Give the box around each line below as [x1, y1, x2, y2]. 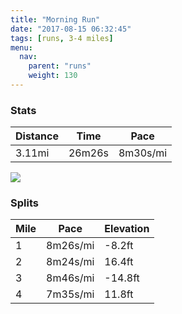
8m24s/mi [46, 255, 95, 269]
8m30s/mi [118, 146, 168, 160]
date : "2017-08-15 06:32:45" [10, 24, 132, 34]
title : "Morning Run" [10, 14, 101, 25]
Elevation [104, 222, 150, 236]
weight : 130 [28, 71, 78, 81]
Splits [10, 196, 39, 210]
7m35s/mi [46, 287, 95, 301]
